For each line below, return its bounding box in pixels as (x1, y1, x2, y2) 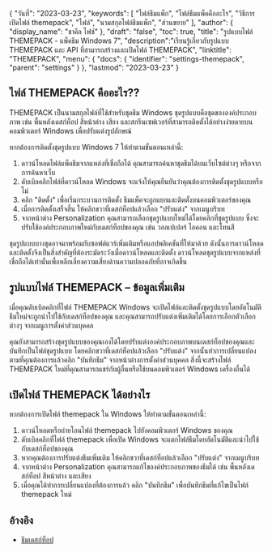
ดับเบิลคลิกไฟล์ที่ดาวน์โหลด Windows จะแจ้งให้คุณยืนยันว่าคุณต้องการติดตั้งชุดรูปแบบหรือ (20, 176, 263, 186)
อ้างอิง (9, 513, 34, 527)
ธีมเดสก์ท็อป (20, 535, 54, 545)
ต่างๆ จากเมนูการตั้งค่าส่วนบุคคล (9, 320, 94, 330)
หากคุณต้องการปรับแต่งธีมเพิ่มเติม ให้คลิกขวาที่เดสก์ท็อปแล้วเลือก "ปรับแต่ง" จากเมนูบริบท (20, 453, 260, 463)
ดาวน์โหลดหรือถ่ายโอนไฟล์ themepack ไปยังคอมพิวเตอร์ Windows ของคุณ (20, 426, 233, 435)
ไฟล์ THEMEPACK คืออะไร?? (9, 86, 140, 100)
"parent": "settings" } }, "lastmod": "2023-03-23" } (9, 62, 179, 72)
